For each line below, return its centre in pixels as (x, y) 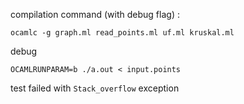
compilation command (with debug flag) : (95, 14)
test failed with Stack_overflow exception (95, 88)
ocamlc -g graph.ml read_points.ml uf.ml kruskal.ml (122, 33)
